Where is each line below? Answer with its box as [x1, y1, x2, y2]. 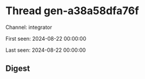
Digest [5, 64, 31, 74]
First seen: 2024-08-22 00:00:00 [5, 35, 86, 42]
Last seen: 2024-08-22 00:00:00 [5, 46, 86, 54]
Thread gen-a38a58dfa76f [5, 4, 139, 18]
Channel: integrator [5, 24, 52, 31]
